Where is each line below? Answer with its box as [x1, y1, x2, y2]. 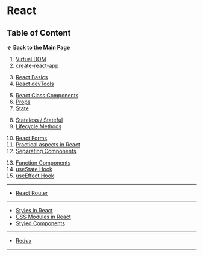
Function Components [15, 159, 71, 166]
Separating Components [15, 148, 77, 154]
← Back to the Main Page [7, 44, 70, 51]
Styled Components [15, 220, 66, 227]
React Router [15, 189, 48, 197]
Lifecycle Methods [15, 123, 62, 130]
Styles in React [15, 207, 53, 214]
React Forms [15, 134, 48, 142]
